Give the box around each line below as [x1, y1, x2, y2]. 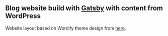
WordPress [5, 12, 41, 20]
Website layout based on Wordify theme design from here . [5, 25, 126, 31]
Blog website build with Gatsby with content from [5, 4, 163, 12]
